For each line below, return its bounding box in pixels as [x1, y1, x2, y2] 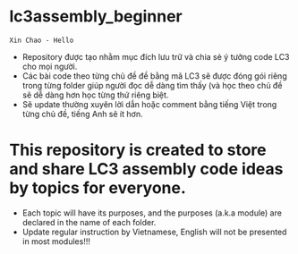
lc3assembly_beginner [9, 6, 183, 27]
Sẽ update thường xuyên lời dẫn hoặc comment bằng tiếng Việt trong [21, 98, 277, 109]
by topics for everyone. [9, 178, 186, 199]
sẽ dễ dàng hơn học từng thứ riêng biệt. [21, 89, 169, 100]
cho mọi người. [21, 61, 78, 72]
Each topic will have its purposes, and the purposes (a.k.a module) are [21, 207, 282, 218]
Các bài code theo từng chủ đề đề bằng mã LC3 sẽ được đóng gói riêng [21, 70, 288, 81]
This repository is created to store [9, 140, 267, 160]
